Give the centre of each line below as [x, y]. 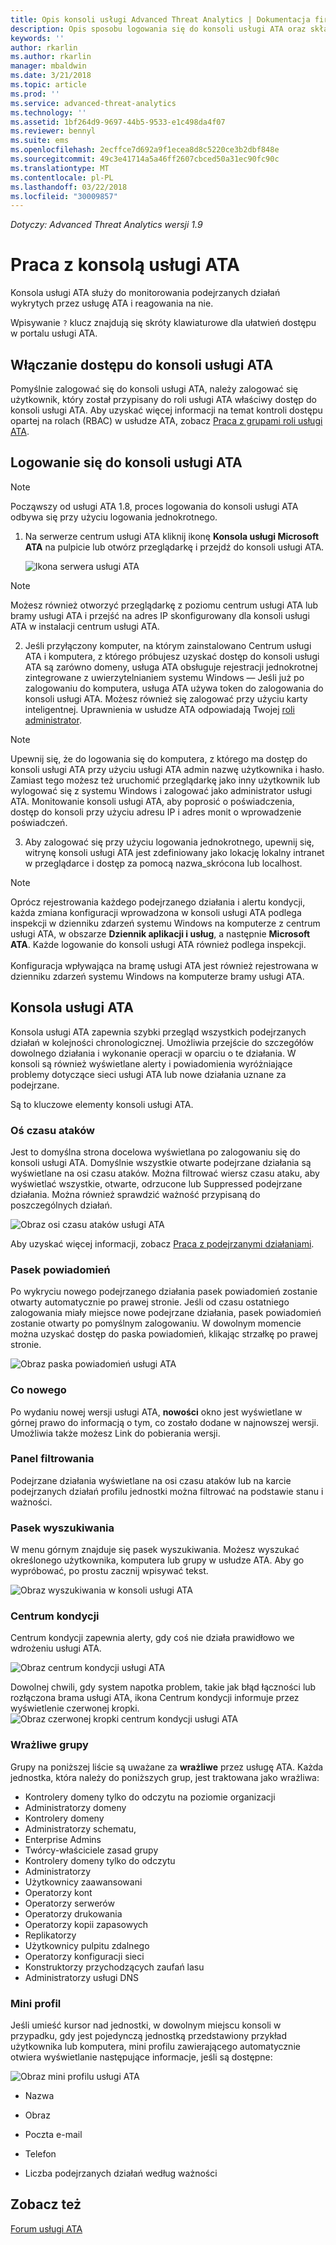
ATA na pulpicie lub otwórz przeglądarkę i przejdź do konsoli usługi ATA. [174, 547]
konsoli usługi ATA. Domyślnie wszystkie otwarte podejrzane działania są [161, 1162]
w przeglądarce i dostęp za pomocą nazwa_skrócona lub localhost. [163, 863]
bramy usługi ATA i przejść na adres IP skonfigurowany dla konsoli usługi [160, 615]
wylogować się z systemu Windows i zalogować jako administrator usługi [161, 790]
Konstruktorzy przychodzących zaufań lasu [114, 1967]
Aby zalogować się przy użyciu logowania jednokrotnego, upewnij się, [169, 842]
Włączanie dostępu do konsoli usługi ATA [142, 364]
